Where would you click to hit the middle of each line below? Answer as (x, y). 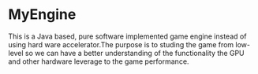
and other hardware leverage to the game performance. (99, 61)
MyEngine (42, 15)
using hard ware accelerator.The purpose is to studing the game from (121, 44)
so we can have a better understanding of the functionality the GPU (135, 53)
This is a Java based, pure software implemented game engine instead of (127, 36)
